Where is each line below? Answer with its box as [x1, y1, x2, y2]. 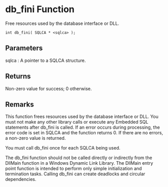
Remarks [5, 100, 34, 108]
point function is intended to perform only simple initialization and [5, 166, 142, 172]
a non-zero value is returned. [5, 135, 66, 141]
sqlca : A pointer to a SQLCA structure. [5, 57, 86, 63]
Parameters [5, 44, 43, 53]
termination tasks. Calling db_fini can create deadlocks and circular [5, 171, 146, 177]
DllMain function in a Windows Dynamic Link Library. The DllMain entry [5, 160, 153, 166]
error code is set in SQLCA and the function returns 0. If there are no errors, [5, 130, 163, 136]
